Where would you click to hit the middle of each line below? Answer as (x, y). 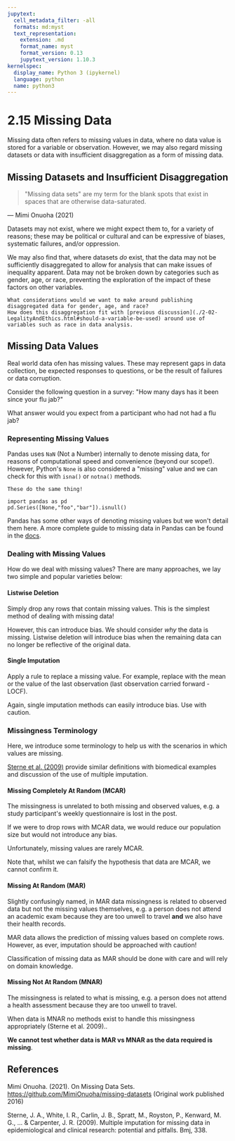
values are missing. (35, 753)
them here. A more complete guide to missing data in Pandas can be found (115, 528)
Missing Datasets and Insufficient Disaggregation (118, 177)
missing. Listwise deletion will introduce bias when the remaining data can (115, 637)
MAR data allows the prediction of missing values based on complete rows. (116, 937)
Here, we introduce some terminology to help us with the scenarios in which (117, 746)
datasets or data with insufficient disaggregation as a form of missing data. (115, 155)
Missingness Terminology (53, 730)
